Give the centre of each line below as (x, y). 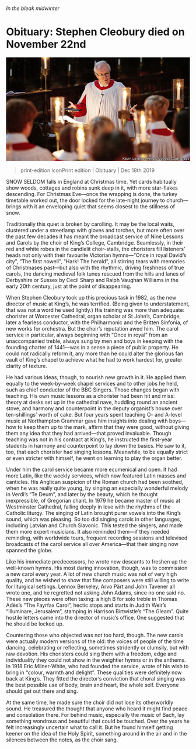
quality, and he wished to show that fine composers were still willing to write (98, 580)
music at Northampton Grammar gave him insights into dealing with (87, 421)
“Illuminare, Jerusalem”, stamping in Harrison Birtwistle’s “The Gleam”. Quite (97, 611)
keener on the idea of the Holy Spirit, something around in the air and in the (97, 734)
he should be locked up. (35, 624)
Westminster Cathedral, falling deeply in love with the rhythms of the (88, 507)
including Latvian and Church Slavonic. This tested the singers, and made (94, 525)
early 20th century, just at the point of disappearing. (69, 286)
